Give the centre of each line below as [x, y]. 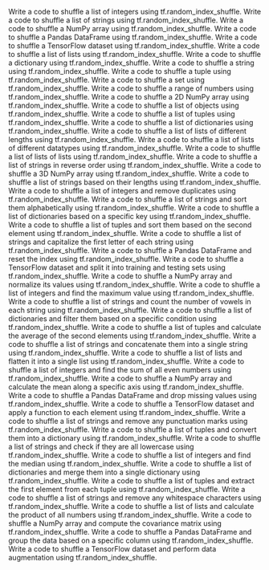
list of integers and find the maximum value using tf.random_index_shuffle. [131, 293]
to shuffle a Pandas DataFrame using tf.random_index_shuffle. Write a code [133, 37]
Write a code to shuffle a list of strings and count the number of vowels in [130, 301]
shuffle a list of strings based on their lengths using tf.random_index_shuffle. [135, 182]
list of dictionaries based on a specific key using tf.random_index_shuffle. [130, 216]
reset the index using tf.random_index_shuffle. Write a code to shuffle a [126, 259]
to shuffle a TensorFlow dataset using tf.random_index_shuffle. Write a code [134, 46]
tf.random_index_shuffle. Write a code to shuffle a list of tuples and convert [132, 430]
